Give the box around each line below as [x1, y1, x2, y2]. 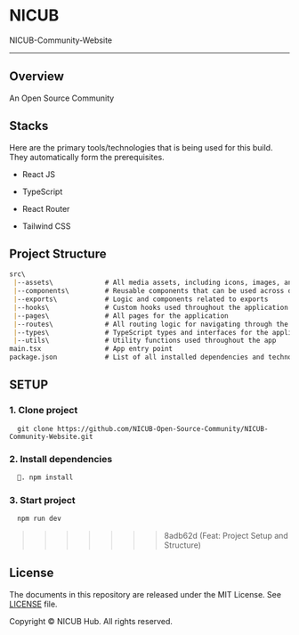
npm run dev [17, 514, 62, 524]
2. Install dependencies [9, 452, 113, 465]
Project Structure [9, 246, 107, 261]
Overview [9, 69, 65, 85]
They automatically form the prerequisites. [9, 151, 165, 162]
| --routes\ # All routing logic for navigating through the [12, 320, 289, 329]
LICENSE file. [9, 598, 58, 609]
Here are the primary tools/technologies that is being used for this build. [9, 142, 273, 152]
